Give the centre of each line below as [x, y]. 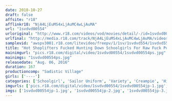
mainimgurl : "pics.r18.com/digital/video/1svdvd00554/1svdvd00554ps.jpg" [86, 53]
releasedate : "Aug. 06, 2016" [38, 62]
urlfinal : [16, 39]
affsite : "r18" [21, 19]
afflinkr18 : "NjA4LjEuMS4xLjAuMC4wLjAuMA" [51, 24]
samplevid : [17, 43]
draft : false [19, 15]
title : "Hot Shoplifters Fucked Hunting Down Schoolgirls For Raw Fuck [83, 48]
